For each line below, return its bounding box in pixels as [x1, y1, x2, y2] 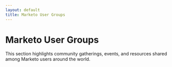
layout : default [5, 7, 40, 13]
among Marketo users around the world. [5, 56, 91, 62]
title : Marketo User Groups [5, 12, 66, 17]
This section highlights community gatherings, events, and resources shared [5, 51, 167, 57]
